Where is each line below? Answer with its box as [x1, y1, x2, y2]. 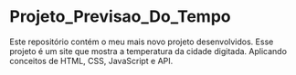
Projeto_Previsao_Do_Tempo [9, 6, 231, 27]
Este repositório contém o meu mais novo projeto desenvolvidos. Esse [9, 36, 274, 47]
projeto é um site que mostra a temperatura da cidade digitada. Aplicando [9, 45, 288, 56]
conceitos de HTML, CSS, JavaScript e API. [9, 55, 174, 66]
